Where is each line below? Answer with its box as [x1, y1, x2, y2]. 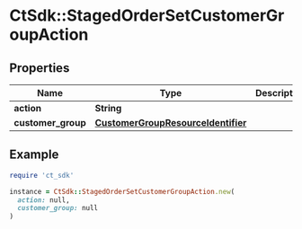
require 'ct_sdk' [9, 171, 75, 180]
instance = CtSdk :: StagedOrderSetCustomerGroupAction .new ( [9, 187, 235, 196]
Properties [9, 60, 70, 75]
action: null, [17, 195, 70, 205]
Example [9, 147, 59, 163]
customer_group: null [17, 204, 99, 213]
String [94, 102, 122, 114]
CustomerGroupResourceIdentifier [94, 117, 247, 128]
